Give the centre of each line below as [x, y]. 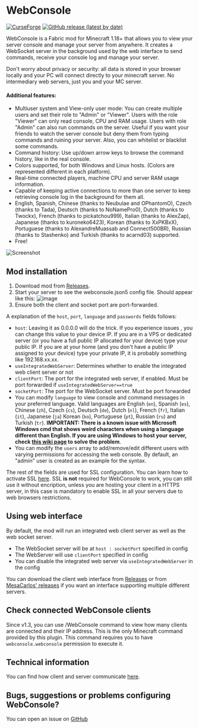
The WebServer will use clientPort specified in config [81, 555]
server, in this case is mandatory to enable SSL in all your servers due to [94, 491]
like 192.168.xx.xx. [37, 359]
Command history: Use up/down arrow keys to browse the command [99, 153]
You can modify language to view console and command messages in [100, 397]
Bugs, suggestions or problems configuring [89, 695]
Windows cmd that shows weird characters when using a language [99, 429]
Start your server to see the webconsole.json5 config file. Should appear [104, 292]
